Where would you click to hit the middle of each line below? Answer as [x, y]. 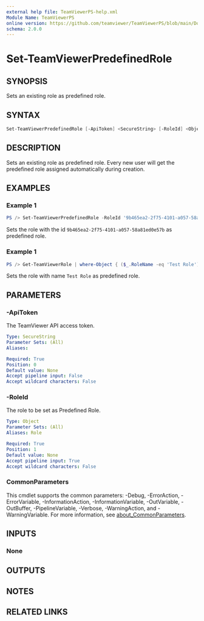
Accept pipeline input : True [43, 461]
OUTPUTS [26, 571]
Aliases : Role [24, 433]
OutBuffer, [19, 508]
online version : [27, 23]
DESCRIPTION [33, 148]
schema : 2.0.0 [24, 29]
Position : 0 [21, 365]
